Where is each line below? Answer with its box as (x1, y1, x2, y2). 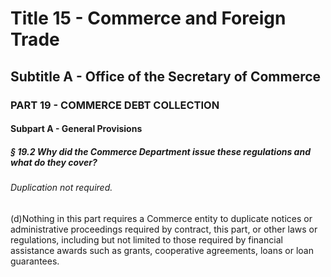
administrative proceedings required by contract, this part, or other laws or (10, 223, 318, 235)
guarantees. (10, 255, 60, 267)
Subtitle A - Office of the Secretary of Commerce (10, 68, 322, 85)
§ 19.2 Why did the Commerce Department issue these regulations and (10, 145, 311, 157)
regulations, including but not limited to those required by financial (10, 233, 283, 246)
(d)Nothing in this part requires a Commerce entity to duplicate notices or (10, 212, 313, 224)
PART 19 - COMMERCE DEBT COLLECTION (10, 98, 220, 112)
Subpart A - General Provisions (10, 123, 143, 135)
